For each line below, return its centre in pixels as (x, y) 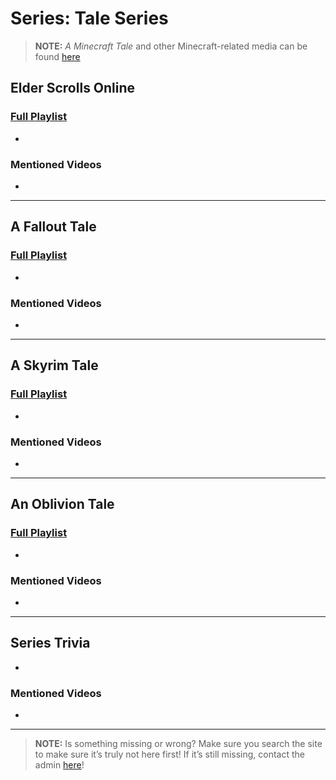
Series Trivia (50, 643)
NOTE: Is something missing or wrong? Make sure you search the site (178, 743)
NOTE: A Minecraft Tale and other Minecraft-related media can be (171, 46)
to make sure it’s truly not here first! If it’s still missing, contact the (169, 754)
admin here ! (59, 764)
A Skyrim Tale (54, 365)
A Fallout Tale (53, 227)
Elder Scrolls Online (73, 88)
